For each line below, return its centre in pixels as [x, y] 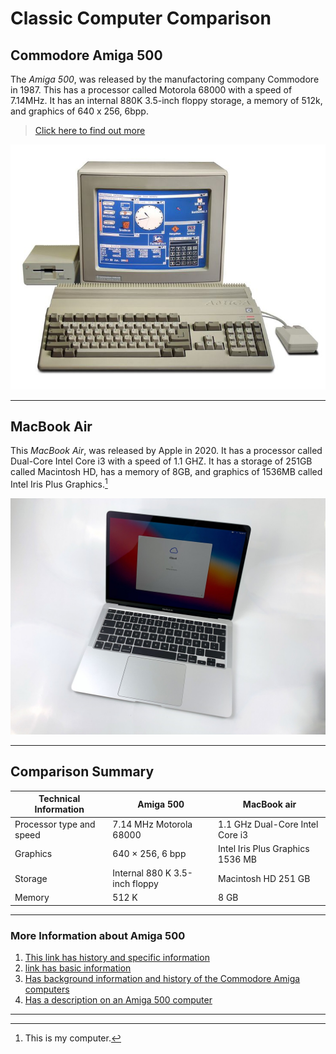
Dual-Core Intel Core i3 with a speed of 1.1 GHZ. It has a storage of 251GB [161, 461]
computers [47, 989]
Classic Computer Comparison [141, 18]
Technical [59, 799]
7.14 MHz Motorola [152, 824]
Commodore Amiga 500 [86, 55]
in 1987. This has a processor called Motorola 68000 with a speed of [151, 90]
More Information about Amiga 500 [98, 935]
